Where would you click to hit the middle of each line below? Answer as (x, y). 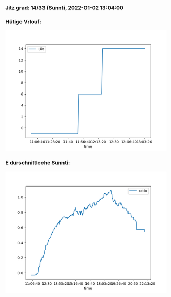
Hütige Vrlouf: (24, 21)
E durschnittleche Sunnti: (38, 163)
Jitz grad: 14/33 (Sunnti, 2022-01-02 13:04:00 (65, 8)
